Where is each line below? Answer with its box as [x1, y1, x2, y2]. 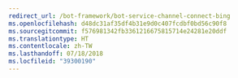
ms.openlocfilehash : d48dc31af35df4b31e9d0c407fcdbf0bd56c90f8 [8, 19, 227, 28]
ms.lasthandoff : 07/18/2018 [8, 50, 104, 58]
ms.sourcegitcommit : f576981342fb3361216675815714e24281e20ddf [8, 27, 227, 35]
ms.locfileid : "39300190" [8, 58, 96, 66]
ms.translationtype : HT [8, 34, 89, 43]
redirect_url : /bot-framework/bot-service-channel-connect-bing [8, 11, 231, 20]
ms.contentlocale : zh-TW [8, 42, 93, 50]
